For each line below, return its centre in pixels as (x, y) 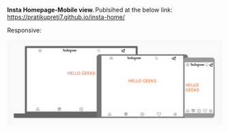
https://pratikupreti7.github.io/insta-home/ (66, 17)
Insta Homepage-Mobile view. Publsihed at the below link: (90, 10)
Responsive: (25, 30)
